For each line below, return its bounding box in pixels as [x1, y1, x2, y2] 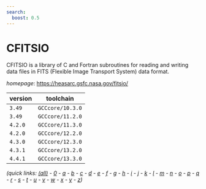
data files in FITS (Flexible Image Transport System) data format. [6, 68, 170, 75]
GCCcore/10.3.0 [37, 105, 82, 112]
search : [6, 9, 26, 15]
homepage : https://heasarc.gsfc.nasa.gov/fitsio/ [6, 80, 129, 87]
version [9, 94, 32, 103]
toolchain [45, 94, 75, 103]
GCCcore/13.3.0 [37, 155, 82, 163]
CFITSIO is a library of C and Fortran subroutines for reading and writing [6, 61, 189, 69]
